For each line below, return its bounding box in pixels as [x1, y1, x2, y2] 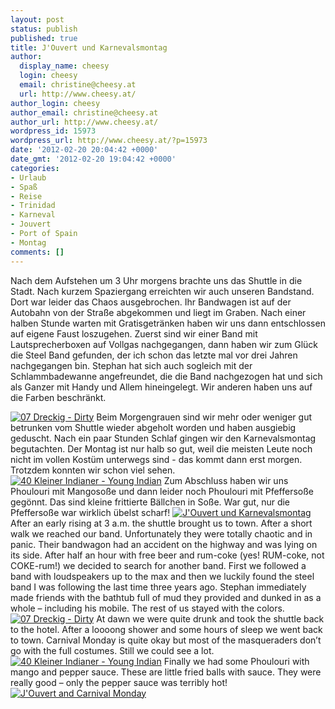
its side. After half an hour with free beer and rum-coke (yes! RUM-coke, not [10, 549, 325, 561]
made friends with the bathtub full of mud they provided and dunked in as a [10, 591, 322, 603]
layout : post [10, 14, 65, 25]
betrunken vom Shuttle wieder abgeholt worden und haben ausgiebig [10, 421, 297, 433]
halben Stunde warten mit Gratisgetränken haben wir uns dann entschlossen [10, 317, 326, 329]
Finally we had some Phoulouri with [163, 655, 310, 667]
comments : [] [10, 247, 65, 257]
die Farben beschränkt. [10, 391, 107, 403]
